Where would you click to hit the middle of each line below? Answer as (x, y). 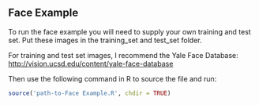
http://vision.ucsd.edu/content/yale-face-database (91, 63)
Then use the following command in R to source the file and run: (113, 78)
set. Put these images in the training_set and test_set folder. (105, 40)
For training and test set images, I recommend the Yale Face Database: (123, 55)
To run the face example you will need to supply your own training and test (129, 31)
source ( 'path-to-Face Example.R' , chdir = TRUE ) (90, 93)
